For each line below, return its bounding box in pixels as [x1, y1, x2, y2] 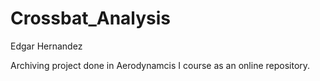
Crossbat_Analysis [10, 7, 172, 30]
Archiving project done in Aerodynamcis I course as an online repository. [10, 59, 311, 71]
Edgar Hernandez [10, 40, 83, 52]
